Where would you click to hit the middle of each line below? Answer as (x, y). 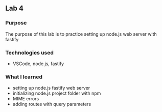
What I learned (24, 77)
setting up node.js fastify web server (51, 88)
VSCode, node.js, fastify (38, 64)
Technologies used (29, 52)
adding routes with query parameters (52, 104)
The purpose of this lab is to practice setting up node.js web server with (81, 34)
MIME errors (26, 99)
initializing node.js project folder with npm (57, 93)
